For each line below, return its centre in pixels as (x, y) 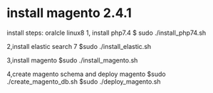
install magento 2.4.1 (69, 13)
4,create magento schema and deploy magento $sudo (86, 74)
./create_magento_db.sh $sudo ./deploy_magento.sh (84, 81)
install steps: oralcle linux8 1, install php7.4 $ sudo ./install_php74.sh (106, 33)
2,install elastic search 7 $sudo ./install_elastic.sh (79, 46)
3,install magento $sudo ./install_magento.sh (72, 60)
